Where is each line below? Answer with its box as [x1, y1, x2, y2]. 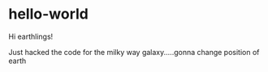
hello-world [8, 5, 89, 23]
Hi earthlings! [8, 32, 54, 41]
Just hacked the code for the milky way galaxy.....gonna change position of [8, 47, 260, 57]
